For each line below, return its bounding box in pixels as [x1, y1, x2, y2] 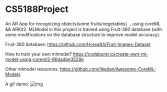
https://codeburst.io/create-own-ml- [72, 51, 148, 57]
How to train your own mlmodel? [5, 51, 72, 57]
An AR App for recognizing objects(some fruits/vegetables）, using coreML [5, 20, 161, 26]
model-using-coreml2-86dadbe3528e [5, 56, 84, 62]
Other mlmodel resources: [5, 66, 59, 72]
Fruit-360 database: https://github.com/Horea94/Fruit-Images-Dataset [5, 41, 151, 47]
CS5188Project [5, 3, 69, 15]
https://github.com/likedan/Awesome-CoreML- [59, 66, 156, 72]
